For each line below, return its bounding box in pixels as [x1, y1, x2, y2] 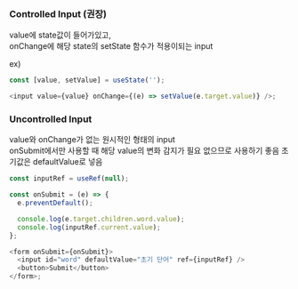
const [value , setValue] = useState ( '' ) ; [9, 76, 165, 85]
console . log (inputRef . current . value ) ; [17, 222, 162, 232]
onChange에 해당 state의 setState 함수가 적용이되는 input [9, 41, 213, 52]
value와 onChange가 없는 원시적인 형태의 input [9, 134, 176, 145]
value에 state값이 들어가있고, [9, 29, 111, 41]
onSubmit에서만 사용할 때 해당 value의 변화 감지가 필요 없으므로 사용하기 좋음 [9, 145, 280, 157]
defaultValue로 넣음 [32, 157, 103, 167]
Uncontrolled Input [9, 113, 93, 125]
